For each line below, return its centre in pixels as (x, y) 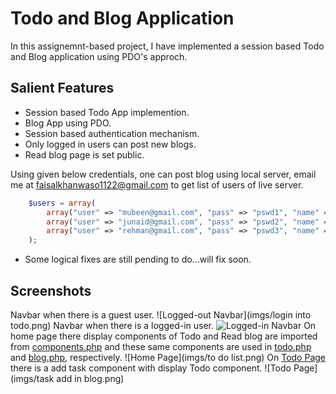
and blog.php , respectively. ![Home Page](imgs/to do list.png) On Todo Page (168, 357)
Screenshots (51, 290)
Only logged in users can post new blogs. (110, 144)
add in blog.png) (90, 378)
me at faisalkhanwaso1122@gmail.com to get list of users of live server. (157, 184)
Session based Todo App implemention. (107, 112)
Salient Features (62, 88)
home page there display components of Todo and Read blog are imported (164, 336)
